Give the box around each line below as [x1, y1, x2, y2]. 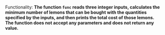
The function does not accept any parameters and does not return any [5, 20, 154, 26]
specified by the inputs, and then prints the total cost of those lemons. [5, 15, 154, 20]
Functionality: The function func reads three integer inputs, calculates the [5, 4, 160, 10]
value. [5, 25, 18, 31]
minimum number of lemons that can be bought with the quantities [5, 9, 147, 15]
